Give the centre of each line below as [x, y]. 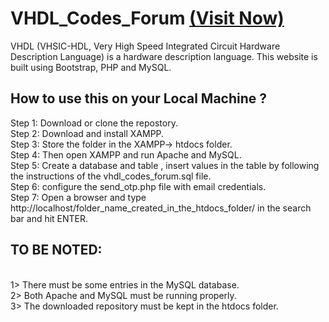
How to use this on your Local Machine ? [139, 98]
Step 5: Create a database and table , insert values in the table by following [165, 165]
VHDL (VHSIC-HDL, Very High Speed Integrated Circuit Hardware [145, 46]
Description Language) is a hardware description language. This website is [164, 56]
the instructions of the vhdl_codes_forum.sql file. [111, 176]
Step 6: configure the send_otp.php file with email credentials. [138, 186]
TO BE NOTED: [56, 250]
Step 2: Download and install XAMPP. [87, 133]
